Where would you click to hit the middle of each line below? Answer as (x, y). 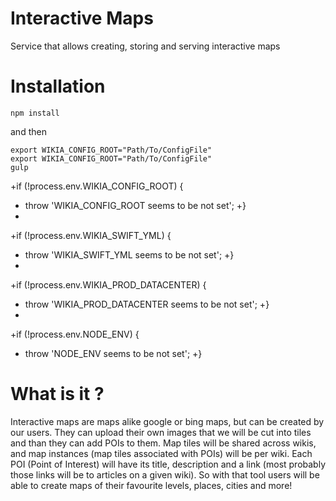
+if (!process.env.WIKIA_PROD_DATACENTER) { (108, 284)
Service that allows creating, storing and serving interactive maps (145, 46)
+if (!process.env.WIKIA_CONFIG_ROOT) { (97, 186)
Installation (58, 86)
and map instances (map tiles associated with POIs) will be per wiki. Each (161, 453)
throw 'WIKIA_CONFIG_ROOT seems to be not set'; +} (135, 205)
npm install (35, 113)
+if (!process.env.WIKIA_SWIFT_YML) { (91, 235)
